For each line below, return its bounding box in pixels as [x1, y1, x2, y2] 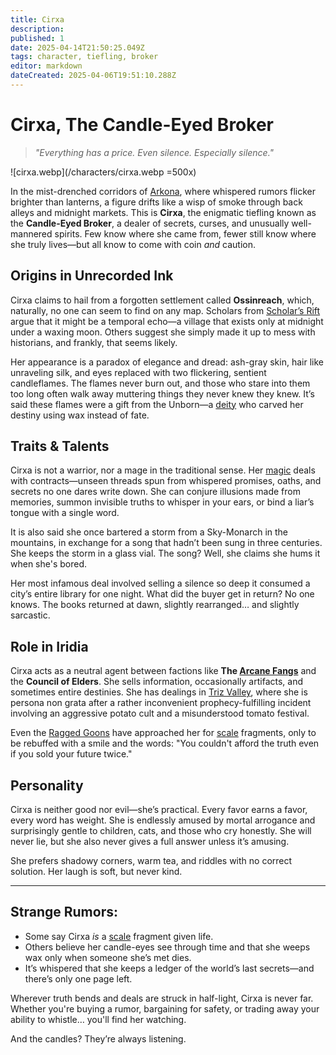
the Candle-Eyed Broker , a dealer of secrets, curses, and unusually [10, 217, 290, 229]
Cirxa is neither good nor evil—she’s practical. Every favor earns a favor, [10, 804, 308, 816]
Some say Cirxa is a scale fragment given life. [24, 930, 214, 942]
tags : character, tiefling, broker [10, 52, 159, 62]
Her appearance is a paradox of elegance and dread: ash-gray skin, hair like [10, 356, 324, 368]
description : [10, 24, 65, 34]
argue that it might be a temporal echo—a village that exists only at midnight [10, 315, 324, 327]
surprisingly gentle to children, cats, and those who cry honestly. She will [10, 825, 312, 837]
